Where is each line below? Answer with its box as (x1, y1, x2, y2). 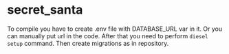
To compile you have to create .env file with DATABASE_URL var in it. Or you (7, 25, 223, 33)
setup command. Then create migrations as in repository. (7, 39, 169, 47)
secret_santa (7, 2, 83, 18)
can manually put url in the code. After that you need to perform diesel (7, 31, 208, 40)
